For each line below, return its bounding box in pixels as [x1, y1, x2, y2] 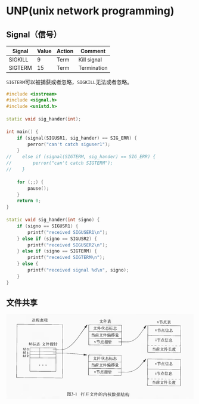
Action [56, 47, 74, 54]
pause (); [27, 185, 49, 192]
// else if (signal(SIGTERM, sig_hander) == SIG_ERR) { [6, 154, 156, 160]
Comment [80, 47, 106, 54]
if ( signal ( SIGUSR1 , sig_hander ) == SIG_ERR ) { [17, 135, 137, 141]
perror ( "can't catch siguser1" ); [27, 141, 111, 147]
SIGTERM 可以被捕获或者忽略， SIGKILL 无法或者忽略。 [6, 78, 133, 85]
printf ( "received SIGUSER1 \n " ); [27, 229, 108, 235]
